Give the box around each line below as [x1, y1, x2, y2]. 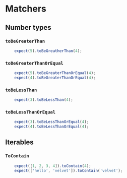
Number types [5, 23, 51, 32]
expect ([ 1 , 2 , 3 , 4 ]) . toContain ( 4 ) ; [14, 163, 92, 168]
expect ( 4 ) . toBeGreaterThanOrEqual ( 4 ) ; [14, 75, 96, 80]
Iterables [5, 138, 34, 147]
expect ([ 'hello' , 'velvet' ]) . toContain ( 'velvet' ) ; [14, 168, 123, 173]
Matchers [5, 3, 46, 15]
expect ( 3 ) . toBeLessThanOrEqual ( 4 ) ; [14, 120, 89, 125]
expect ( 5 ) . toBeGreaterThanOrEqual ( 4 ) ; [14, 71, 96, 76]
